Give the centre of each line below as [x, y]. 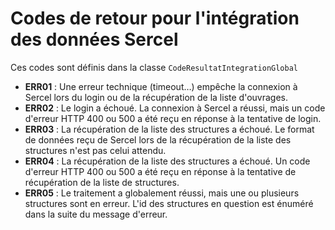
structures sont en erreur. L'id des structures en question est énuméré [169, 203]
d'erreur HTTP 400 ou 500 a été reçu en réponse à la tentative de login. [173, 118]
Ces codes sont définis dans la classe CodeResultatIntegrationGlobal [154, 67]
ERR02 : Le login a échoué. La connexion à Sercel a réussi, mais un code [175, 108]
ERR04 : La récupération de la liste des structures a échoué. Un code [167, 161]
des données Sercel [94, 39]
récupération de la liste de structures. [102, 182]
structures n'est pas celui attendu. [95, 150]
